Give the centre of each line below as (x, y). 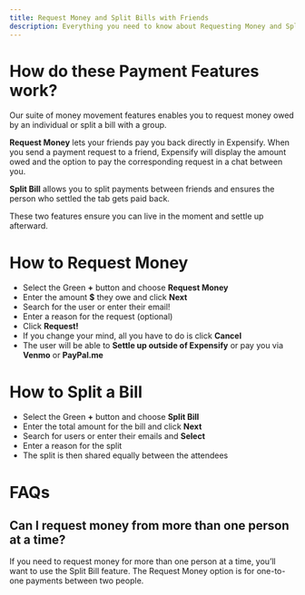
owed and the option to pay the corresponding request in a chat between (146, 162)
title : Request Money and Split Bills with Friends (109, 18)
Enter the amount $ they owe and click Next (105, 297)
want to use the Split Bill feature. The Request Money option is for (132, 571)
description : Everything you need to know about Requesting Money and (146, 26)
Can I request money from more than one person (149, 526)
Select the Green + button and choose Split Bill (111, 417)
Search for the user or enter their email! (96, 307)
